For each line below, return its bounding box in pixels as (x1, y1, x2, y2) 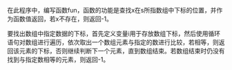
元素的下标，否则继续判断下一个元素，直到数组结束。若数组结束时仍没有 (19, 47, 225, 55)
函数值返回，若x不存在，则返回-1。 (12, 15, 113, 23)
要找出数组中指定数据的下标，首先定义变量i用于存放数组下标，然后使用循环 (7, 30, 221, 37)
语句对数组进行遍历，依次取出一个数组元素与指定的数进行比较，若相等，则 (7, 38, 219, 46)
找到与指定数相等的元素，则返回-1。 (7, 55, 110, 64)
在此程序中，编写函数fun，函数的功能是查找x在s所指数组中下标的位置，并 (7, 6, 217, 14)
